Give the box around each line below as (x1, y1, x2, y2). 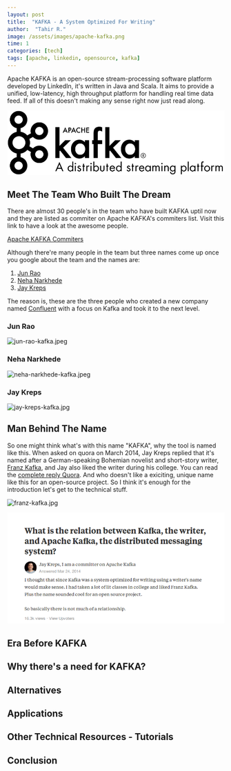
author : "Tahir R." (7, 26, 67, 32)
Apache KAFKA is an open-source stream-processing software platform (7, 74, 212, 83)
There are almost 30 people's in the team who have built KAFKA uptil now (7, 207, 217, 215)
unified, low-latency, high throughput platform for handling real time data (7, 89, 214, 97)
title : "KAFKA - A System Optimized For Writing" (7, 18, 156, 26)
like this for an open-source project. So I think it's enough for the (7, 478, 191, 486)
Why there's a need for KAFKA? (7, 661, 146, 672)
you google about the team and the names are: (7, 256, 140, 264)
